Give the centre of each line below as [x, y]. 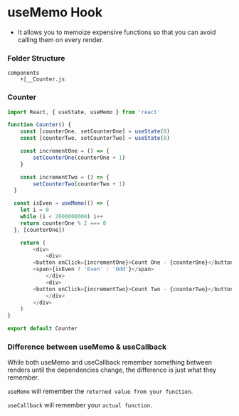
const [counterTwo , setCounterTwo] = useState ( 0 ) [95, 138]
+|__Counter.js [43, 79]
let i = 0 [35, 210]
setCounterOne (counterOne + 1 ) [79, 158]
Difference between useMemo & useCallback [87, 347]
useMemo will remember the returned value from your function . [100, 391]
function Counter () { [39, 125]
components [23, 73]
